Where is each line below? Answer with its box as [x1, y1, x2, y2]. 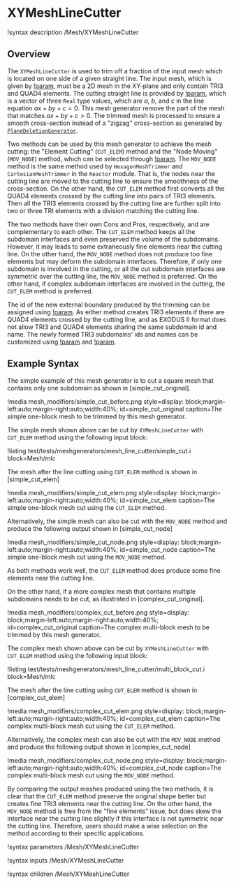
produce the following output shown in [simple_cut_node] [7, 524, 173, 532]
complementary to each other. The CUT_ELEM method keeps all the [7, 227, 196, 235]
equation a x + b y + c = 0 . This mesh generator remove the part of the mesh [7, 103, 225, 112]
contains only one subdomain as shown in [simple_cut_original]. [7, 383, 191, 392]
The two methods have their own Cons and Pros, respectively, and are [7, 220, 210, 228]
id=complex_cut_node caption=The [119, 763, 221, 772]
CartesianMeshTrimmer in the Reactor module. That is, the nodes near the [7, 169, 215, 177]
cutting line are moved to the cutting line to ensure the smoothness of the [7, 177, 219, 185]
